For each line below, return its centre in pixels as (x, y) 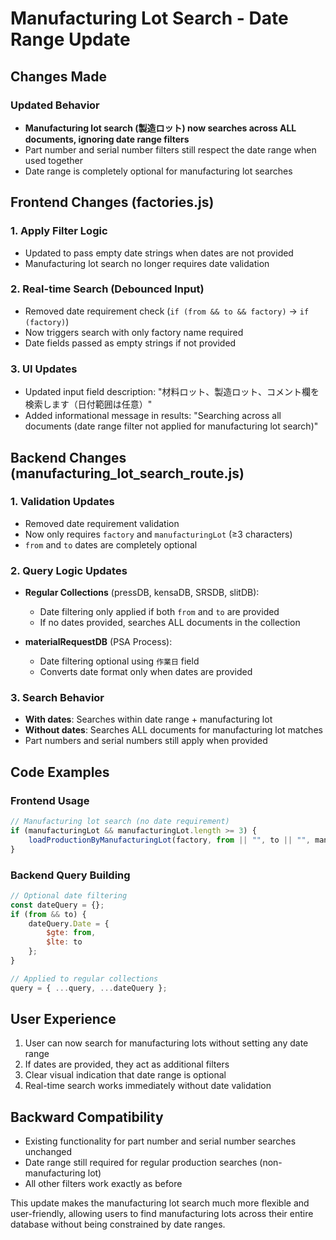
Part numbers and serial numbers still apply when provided (146, 741)
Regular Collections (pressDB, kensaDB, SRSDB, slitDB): (142, 593)
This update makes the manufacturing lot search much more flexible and (160, 1203)
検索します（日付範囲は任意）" (88, 404)
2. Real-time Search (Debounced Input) (107, 289)
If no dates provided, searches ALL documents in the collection (170, 623)
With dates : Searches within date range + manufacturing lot (148, 719)
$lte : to (64, 942)
